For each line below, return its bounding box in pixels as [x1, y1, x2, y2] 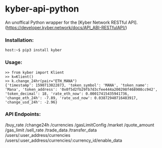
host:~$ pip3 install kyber [5, 48, 62, 53]
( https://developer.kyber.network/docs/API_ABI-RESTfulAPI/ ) [5, 24, 127, 30]
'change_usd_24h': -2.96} [5, 99, 57, 105]
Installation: [5, 36, 34, 43]
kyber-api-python [5, 3, 79, 15]
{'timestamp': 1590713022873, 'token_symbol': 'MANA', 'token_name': [5, 82, 149, 88]
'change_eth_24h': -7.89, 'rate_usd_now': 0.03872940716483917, [5, 96, 138, 100]
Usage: [5, 59, 23, 66]
